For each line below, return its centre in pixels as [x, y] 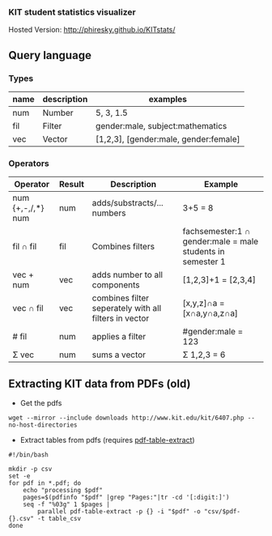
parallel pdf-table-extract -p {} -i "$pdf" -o [119, 512]
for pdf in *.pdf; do [45, 483]
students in [204, 252]
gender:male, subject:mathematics [161, 125]
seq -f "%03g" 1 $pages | [67, 504]
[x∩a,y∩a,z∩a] [210, 313]
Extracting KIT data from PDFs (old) [100, 383]
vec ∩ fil [28, 308]
